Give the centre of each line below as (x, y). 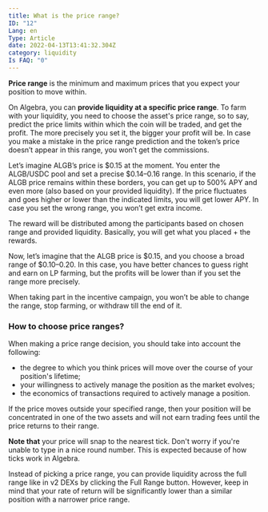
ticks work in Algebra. (44, 458)
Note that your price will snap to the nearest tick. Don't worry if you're (124, 441)
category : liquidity (43, 53)
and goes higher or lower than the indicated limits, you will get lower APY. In (134, 199)
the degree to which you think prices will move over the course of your (136, 368)
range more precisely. (44, 281)
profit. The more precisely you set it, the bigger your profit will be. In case (130, 132)
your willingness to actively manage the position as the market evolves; (137, 385)
